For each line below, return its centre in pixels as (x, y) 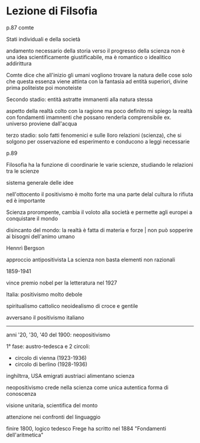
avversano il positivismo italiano (45, 317)
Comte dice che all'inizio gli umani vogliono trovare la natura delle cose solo (99, 75)
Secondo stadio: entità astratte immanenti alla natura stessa (79, 99)
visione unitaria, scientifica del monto (52, 405)
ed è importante (26, 200)
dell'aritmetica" (25, 435)
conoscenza (21, 393)
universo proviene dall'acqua (42, 123)
